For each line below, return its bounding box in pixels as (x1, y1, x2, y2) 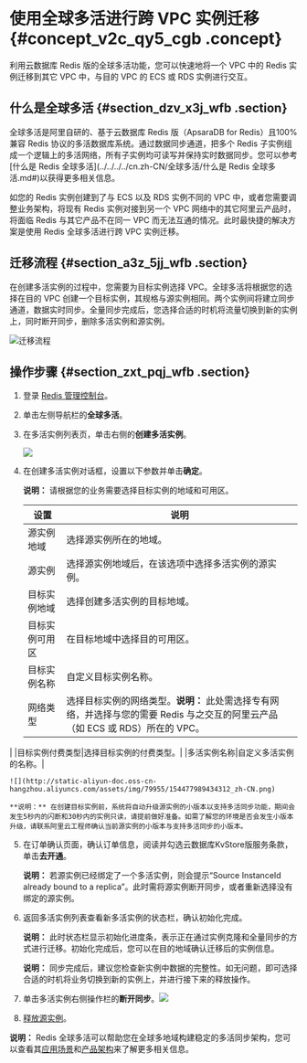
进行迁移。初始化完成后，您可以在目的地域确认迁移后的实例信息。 (30, 943, 280, 954)
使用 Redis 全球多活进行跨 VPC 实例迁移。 (25, 226, 185, 237)
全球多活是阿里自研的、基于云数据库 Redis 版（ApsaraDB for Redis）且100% (9, 126, 298, 137)
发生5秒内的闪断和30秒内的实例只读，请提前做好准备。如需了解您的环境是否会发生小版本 (9, 813, 294, 822)
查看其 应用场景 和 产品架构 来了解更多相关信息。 (16, 1044, 194, 1055)
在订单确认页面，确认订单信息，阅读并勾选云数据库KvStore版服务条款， (22, 839, 293, 850)
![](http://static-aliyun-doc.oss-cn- (9, 777, 157, 786)
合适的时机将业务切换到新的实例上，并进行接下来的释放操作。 (22, 974, 256, 985)
